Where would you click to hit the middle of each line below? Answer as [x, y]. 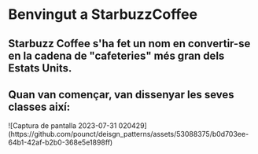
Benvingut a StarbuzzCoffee [103, 15]
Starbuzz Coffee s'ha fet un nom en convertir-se [129, 44]
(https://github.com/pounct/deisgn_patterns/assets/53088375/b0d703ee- [129, 134]
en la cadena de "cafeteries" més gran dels [116, 55]
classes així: [39, 106]
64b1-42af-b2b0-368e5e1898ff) [61, 142]
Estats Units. [40, 68]
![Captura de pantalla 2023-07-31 [63, 126]
